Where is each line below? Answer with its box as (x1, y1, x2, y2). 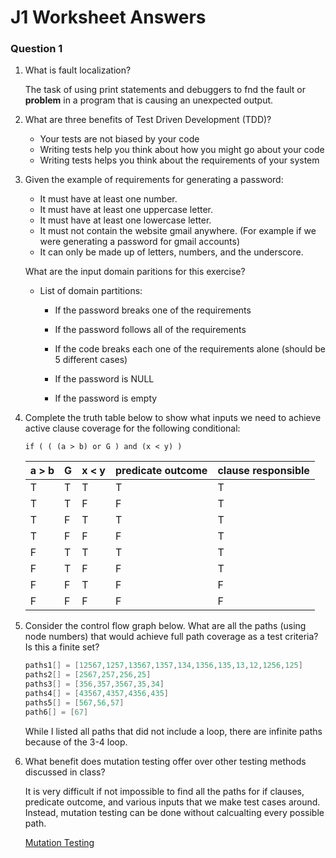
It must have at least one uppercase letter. (39, 204, 214, 216)
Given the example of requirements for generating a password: (24, 174, 284, 186)
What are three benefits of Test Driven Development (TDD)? (24, 114, 272, 126)
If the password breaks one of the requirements (54, 304, 252, 316)
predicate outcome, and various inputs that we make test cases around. (24, 796, 321, 808)
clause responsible (217, 464, 310, 478)
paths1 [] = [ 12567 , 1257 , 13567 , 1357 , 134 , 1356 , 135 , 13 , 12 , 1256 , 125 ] (24, 661, 303, 671)
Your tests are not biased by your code (39, 133, 200, 145)
